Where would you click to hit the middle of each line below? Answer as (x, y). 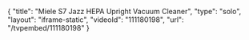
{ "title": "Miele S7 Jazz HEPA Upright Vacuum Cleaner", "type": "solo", (124, 11)
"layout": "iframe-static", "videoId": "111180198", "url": (96, 20)
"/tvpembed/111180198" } (48, 28)
